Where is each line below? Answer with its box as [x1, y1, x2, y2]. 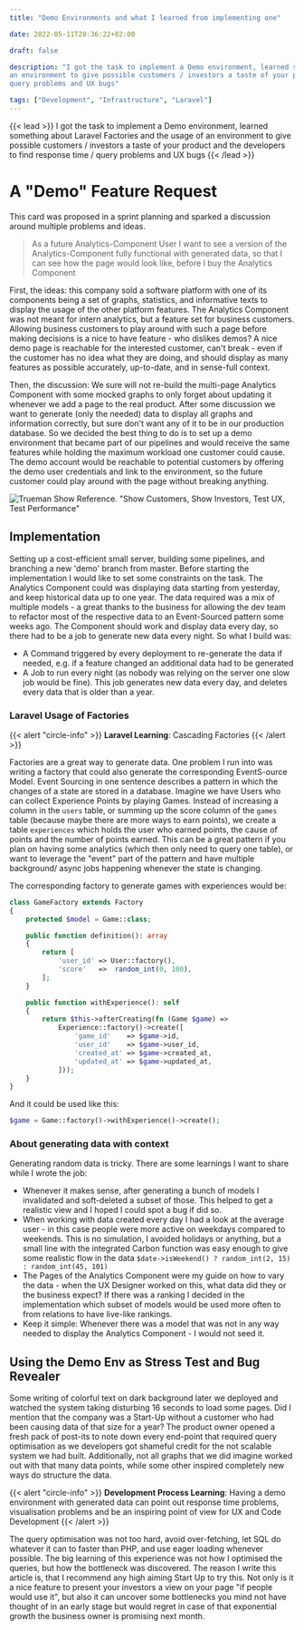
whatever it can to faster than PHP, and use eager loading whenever [9, 1543, 264, 1555]
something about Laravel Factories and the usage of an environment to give [9, 130, 291, 141]
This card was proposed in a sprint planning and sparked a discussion [9, 210, 271, 222]
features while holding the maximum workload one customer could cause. [9, 446, 286, 458]
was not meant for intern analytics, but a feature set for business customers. [9, 314, 295, 325]
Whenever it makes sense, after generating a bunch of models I [22, 1185, 260, 1197]
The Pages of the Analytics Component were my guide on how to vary [22, 1270, 285, 1281]
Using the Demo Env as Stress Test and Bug [9, 1354, 261, 1370]
